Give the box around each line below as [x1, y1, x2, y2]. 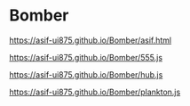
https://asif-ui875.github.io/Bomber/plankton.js [9, 86, 181, 97]
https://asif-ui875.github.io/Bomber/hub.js [9, 69, 163, 80]
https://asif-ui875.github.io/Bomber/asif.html [9, 35, 171, 45]
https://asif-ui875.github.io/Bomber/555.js [9, 52, 162, 62]
